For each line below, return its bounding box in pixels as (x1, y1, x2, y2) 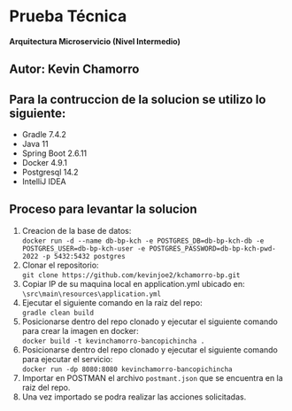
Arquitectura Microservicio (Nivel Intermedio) (9, 35, 181, 46)
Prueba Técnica (9, 6, 127, 27)
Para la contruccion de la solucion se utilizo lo (9, 91, 266, 107)
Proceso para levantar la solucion (9, 202, 197, 217)
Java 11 (21, 138, 49, 149)
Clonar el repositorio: (21, 260, 99, 270)
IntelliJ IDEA (21, 175, 66, 187)
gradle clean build (21, 308, 95, 317)
